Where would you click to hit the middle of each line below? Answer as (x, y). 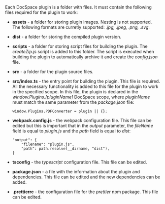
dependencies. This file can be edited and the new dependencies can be (86, 177)
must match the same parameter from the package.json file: (73, 102)
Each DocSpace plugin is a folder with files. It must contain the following (78, 7)
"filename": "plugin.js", (48, 144)
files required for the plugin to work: (41, 12)
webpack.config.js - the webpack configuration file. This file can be (82, 120)
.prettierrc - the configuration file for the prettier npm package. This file (85, 192)
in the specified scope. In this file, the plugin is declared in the (75, 92)
